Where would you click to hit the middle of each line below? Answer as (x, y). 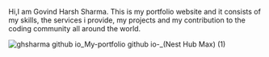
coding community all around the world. (75, 28)
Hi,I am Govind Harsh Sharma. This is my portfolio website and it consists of (134, 12)
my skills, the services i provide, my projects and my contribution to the (127, 20)
